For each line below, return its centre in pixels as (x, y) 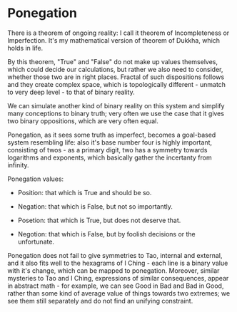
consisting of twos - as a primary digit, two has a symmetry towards (107, 150)
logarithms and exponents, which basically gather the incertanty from (110, 157)
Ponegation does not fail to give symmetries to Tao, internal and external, (115, 255)
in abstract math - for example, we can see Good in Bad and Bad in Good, (116, 286)
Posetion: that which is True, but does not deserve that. (99, 220)
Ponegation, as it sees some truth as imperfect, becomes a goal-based (112, 135)
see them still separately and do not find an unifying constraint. (100, 301)
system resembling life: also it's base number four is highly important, (110, 142)
